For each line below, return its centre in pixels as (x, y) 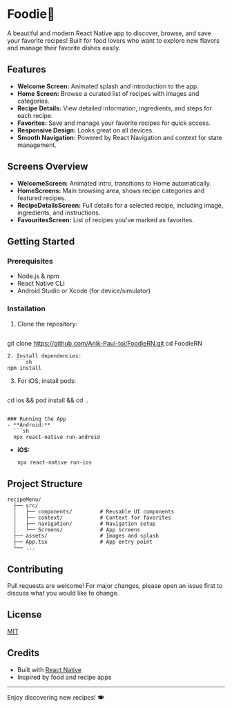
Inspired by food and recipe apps (64, 677)
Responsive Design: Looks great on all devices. (85, 130)
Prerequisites (30, 261)
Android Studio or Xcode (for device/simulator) (84, 291)
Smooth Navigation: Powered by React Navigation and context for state (119, 137)
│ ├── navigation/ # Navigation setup (85, 524)
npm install (24, 368)
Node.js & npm (38, 276)
